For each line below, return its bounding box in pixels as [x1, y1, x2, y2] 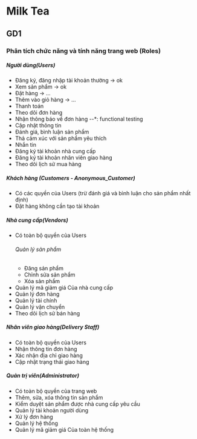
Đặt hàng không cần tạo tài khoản [15, 203, 100, 210]
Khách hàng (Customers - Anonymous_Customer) [6, 175, 136, 182]
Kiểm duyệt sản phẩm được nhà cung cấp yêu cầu [15, 400, 140, 407]
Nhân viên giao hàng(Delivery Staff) [6, 323, 100, 331]
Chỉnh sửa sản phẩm [24, 271, 76, 278]
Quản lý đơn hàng [15, 290, 60, 298]
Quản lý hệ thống [15, 420, 59, 427]
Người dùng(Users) [6, 62, 56, 69]
